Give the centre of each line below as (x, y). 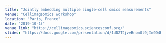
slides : (13, 33)
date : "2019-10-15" (25, 23)
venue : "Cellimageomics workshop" (41, 14)
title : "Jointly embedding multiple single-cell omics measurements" (78, 10)
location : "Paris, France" (33, 19)
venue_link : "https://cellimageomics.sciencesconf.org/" (65, 28)
